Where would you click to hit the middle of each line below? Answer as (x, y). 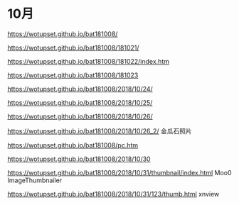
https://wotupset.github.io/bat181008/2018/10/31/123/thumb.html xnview (113, 194)
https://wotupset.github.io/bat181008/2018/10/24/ (80, 89)
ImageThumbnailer (35, 180)
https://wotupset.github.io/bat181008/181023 (73, 75)
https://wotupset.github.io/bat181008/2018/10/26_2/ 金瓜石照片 (100, 131)
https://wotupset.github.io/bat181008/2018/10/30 (79, 159)
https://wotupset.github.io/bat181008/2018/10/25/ (80, 102)
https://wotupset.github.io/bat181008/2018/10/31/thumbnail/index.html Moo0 (119, 172)
